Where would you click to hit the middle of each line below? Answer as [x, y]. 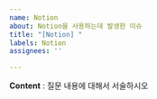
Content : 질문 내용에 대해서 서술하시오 [79, 85]
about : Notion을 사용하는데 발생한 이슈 [76, 26]
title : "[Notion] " [46, 34]
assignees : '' [36, 51]
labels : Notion [38, 43]
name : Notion [34, 18]
